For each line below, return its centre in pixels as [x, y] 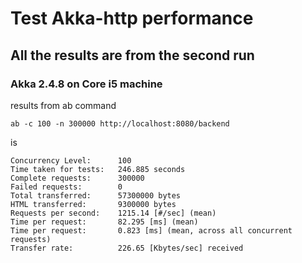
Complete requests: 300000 [77, 178]
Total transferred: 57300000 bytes [96, 195]
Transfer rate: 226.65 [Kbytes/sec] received [127, 248]
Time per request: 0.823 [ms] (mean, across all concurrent [151, 230]
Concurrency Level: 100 [71, 160]
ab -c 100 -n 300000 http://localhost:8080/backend [120, 123]
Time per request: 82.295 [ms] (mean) [104, 222]
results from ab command [63, 105]
